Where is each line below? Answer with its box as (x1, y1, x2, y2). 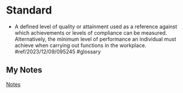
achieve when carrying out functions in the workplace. (14, 42, 147, 49)
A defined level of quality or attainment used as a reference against (14, 23, 178, 30)
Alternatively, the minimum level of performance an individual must (14, 35, 177, 42)
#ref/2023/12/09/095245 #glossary (14, 48, 101, 55)
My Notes (6, 65, 43, 75)
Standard (6, 4, 52, 17)
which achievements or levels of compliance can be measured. (14, 29, 167, 36)
